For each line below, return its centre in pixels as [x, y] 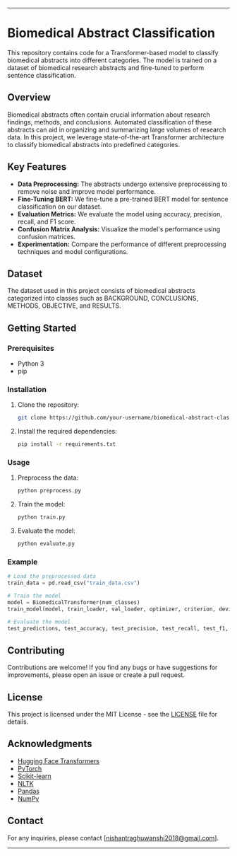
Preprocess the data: [48, 478]
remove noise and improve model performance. [87, 191]
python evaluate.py [46, 544]
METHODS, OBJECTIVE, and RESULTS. [64, 306]
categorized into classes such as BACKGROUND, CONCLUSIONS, [103, 299]
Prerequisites [31, 348]
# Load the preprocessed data [52, 577]
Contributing [36, 650]
